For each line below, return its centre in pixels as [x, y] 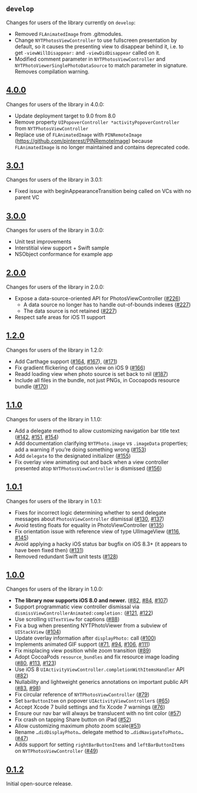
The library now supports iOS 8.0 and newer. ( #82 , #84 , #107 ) [91, 601]
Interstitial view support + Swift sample [62, 248]
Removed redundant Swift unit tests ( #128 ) [66, 556]
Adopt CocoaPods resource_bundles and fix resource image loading [97, 657]
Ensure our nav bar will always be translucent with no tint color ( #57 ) [98, 713]
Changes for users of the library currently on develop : [71, 22]
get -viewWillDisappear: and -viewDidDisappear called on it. [87, 53]
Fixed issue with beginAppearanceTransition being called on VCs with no [103, 191]
